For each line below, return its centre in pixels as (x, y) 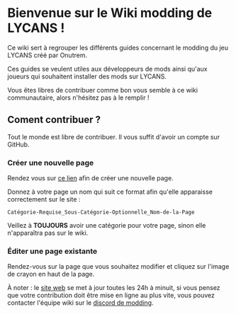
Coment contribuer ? (54, 120)
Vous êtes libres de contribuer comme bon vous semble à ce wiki (103, 90)
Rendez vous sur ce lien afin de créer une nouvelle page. (90, 178)
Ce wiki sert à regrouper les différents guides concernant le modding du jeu (118, 47)
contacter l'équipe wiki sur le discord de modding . (80, 303)
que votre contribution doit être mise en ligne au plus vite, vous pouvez (111, 296)
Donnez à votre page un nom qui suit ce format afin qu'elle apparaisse (110, 192)
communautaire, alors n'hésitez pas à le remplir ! (78, 98)
